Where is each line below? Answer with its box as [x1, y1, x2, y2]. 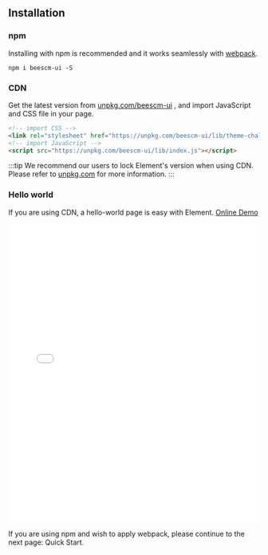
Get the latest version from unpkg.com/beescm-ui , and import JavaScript [8, 100, 251, 110]
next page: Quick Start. [8, 537, 85, 547]
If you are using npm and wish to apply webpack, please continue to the [8, 529, 245, 538]
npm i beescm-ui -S [8, 64, 73, 72]
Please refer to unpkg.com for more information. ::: [8, 169, 175, 179]
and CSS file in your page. [8, 108, 94, 118]
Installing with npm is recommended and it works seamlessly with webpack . [8, 48, 258, 58]
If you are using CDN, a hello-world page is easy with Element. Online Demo [8, 207, 258, 217]
